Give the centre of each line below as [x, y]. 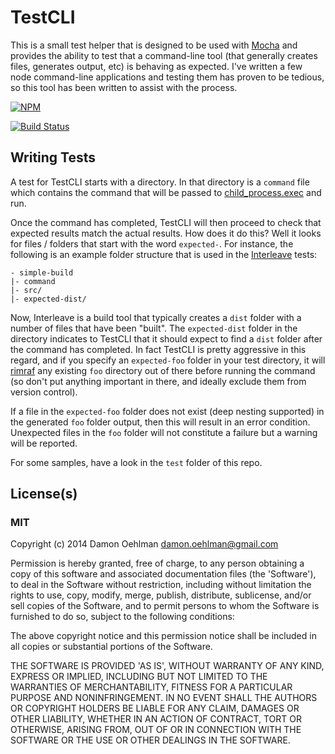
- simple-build [42, 272]
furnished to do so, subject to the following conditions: [122, 617]
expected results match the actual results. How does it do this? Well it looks [166, 233]
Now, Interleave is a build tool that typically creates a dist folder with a [156, 317]
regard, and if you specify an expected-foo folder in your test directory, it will [168, 360]
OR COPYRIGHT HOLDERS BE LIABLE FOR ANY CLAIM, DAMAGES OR [155, 708]
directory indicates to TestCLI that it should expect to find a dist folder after [166, 338]
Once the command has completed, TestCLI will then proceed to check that [166, 222]
